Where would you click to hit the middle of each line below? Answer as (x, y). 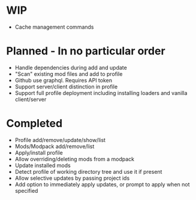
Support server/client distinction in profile (66, 87)
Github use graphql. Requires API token (64, 80)
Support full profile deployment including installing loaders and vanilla (101, 93)
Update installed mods (43, 165)
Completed (34, 124)
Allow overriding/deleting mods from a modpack (75, 159)
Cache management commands (54, 27)
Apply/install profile (39, 152)
